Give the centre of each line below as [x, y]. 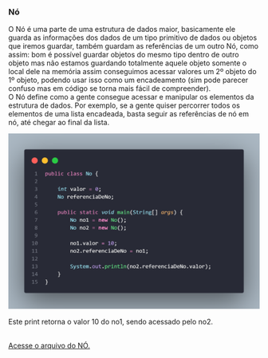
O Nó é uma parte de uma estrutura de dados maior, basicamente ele [122, 30]
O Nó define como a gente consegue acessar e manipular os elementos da [131, 97]
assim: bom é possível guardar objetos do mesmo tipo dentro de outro [124, 55]
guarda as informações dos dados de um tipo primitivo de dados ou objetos [133, 37]
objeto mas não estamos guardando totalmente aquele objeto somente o [128, 63]
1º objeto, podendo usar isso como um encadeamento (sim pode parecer [128, 80]
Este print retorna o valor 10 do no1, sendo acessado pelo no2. [111, 322]
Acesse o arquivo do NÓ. [49, 346]
